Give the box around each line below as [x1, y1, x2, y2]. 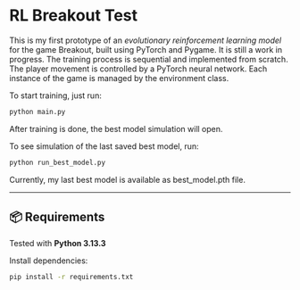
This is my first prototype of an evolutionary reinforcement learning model [9, 35, 282, 46]
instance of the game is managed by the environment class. [9, 72, 229, 83]
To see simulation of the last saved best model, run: [9, 140, 199, 152]
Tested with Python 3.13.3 [9, 237, 106, 248]
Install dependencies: [9, 255, 88, 266]
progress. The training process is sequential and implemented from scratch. [9, 54, 288, 64]
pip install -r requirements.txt [9, 272, 134, 281]
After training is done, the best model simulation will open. [9, 123, 223, 134]
